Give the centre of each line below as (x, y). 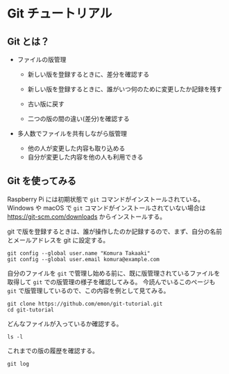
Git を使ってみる (42, 181)
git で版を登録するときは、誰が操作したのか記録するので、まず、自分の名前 (114, 231)
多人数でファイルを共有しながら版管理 (72, 133)
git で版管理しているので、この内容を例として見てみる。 (88, 290)
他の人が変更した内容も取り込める (76, 148)
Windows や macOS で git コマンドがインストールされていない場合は (107, 208)
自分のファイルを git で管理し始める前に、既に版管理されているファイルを (114, 273)
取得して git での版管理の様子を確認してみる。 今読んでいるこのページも (111, 281)
